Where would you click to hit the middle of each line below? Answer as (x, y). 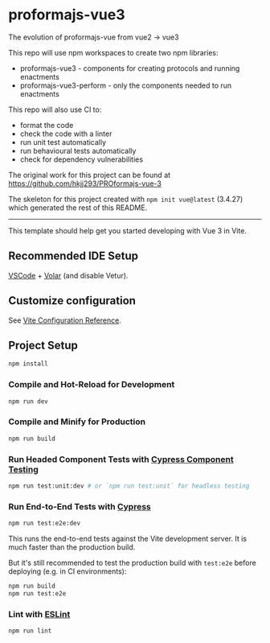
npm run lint (30, 631)
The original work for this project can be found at (90, 175)
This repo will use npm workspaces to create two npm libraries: (113, 52)
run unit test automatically (63, 142)
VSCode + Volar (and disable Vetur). (68, 275)
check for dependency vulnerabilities (81, 159)
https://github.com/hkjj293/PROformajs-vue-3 (85, 183)
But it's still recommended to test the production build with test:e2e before (133, 563)
